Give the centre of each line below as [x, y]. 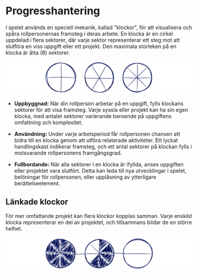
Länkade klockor [37, 202]
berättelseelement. [37, 183]
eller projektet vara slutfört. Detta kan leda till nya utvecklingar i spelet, [100, 170]
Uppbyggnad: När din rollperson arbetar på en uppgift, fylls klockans [99, 103]
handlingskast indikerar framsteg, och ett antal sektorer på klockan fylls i [103, 146]
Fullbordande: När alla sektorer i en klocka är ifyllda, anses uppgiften [99, 164]
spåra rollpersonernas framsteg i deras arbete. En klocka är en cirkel [89, 33]
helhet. [14, 229]
